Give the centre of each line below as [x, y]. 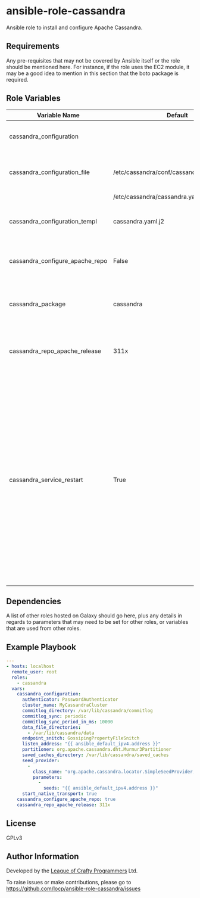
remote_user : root [35, 672]
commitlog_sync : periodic [54, 716]
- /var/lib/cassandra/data [61, 733]
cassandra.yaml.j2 [139, 221]
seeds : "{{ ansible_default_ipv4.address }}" [101, 788]
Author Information [43, 857]
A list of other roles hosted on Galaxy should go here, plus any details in [94, 616]
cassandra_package [37, 304]
